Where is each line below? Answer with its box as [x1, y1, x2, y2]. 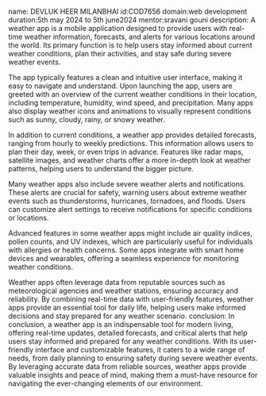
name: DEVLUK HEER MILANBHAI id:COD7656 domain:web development [8, 7, 248, 16]
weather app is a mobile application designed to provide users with [8, 24, 228, 33]
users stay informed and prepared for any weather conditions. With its [8, 336, 238, 346]
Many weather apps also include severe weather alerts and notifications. [8, 179, 246, 189]
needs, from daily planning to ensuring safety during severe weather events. [8, 353, 258, 363]
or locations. [8, 213, 49, 222]
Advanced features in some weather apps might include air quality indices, [8, 229, 253, 237]
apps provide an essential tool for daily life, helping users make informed [8, 303, 246, 312]
